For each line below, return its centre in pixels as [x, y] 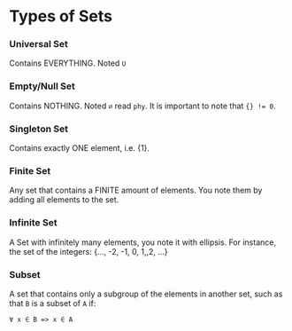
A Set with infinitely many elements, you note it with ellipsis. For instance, [143, 242]
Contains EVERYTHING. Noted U [68, 63]
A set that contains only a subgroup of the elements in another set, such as [146, 294]
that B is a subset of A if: [53, 303]
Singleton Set [39, 129]
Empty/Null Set [42, 86]
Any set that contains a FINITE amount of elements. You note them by [136, 190]
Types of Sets [61, 16]
